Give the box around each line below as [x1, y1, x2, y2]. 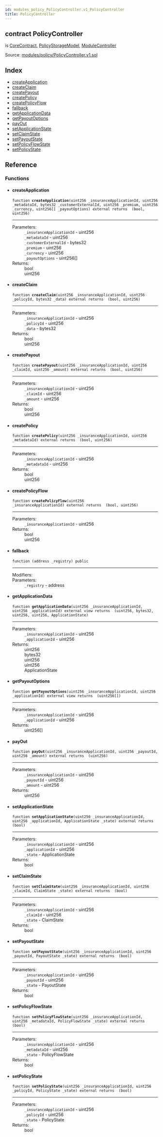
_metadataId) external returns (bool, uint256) [12, 438, 113, 443]
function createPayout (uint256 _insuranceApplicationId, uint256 [12, 363, 147, 368]
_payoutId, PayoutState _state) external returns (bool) [12, 953, 132, 958]
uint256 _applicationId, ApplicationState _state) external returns [12, 819, 154, 824]
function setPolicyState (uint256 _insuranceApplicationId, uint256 [12, 1084, 151, 1089]
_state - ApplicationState [24, 851, 75, 858]
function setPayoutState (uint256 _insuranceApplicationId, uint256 [12, 949, 151, 954]
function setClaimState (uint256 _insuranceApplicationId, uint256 [12, 884, 149, 889]
